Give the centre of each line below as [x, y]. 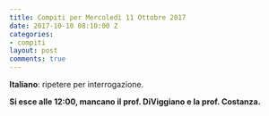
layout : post [34, 51]
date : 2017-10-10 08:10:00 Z [64, 26]
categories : [31, 34]
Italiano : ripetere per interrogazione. [77, 84]
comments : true [38, 59]
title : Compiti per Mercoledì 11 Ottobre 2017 [98, 17]
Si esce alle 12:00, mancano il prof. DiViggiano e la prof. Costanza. [135, 102]
